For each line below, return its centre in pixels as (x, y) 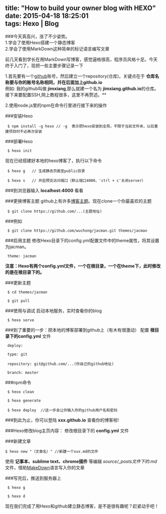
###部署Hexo (19, 141)
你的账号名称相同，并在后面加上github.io (60, 82)
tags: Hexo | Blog (32, 24)
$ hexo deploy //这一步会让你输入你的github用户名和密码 (62, 410)
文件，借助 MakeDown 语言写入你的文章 (45, 467)
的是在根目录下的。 (25, 272)
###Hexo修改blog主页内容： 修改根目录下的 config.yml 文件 (67, 430)
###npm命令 (18, 382)
